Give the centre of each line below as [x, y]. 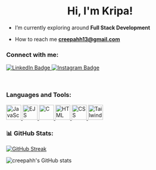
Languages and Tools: [39, 95]
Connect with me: [32, 54]
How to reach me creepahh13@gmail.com [67, 39]
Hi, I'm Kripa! [100, 11]
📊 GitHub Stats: [30, 133]
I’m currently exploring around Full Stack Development [82, 28]
